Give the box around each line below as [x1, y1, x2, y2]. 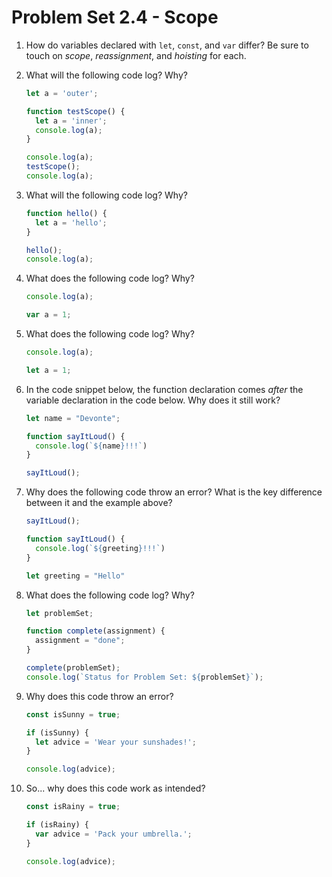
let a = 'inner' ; [35, 116, 108, 126]
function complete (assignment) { [25, 626, 166, 636]
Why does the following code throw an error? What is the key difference [25, 486, 323, 498]
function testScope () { [25, 106, 126, 116]
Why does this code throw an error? [25, 690, 174, 702]
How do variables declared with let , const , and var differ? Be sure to [25, 39, 309, 51]
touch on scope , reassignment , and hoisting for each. [25, 49, 247, 61]
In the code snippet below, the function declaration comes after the [25, 383, 304, 395]
